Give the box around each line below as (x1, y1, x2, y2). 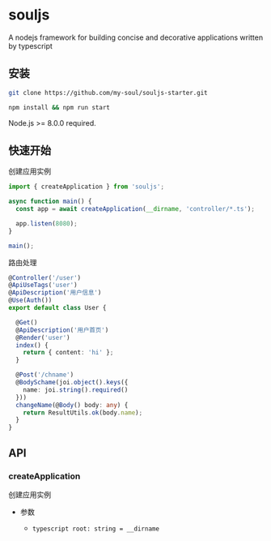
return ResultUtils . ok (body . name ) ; (23, 408, 143, 417)
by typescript (8, 41, 53, 50)
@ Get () (15, 318, 38, 326)
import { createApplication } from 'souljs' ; (8, 182, 164, 191)
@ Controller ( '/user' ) (8, 273, 82, 281)
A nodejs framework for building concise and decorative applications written (8, 32, 264, 42)
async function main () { (8, 197, 92, 206)
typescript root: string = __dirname (32, 525, 160, 533)
